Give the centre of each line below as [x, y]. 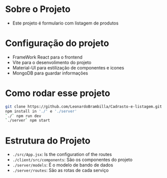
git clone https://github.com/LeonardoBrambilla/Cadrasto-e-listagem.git [84, 106]
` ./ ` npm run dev [23, 116]
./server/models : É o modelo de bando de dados [63, 165]
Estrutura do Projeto [48, 140]
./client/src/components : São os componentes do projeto [72, 160]
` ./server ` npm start [28, 120]
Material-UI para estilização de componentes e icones [68, 67]
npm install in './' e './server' [41, 111]
